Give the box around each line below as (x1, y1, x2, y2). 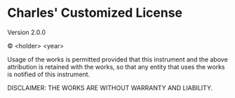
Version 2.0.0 (7, 28, 46, 36)
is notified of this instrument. (7, 70, 90, 78)
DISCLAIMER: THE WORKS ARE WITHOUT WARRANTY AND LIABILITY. (7, 83, 213, 92)
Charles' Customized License (7, 5, 183, 21)
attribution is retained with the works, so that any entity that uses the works (7, 62, 226, 71)
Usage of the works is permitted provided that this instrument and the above (7, 55, 228, 64)
